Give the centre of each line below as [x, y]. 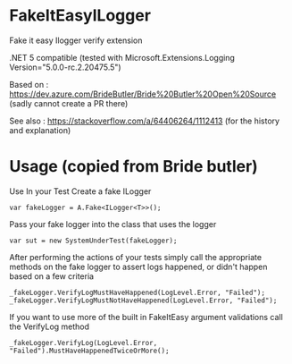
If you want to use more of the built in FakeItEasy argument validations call [146, 317]
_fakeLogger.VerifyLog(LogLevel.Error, [83, 343]
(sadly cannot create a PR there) [69, 103]
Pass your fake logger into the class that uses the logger [113, 224]
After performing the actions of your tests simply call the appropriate [135, 257]
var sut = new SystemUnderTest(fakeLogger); [93, 241]
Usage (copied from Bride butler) [134, 167]
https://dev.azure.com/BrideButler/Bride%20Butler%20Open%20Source [143, 94]
